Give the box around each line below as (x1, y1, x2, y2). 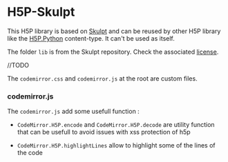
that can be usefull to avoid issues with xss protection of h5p (17, 128, 191, 136)
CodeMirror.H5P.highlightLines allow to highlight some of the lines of (17, 141, 216, 150)
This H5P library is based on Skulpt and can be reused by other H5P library (7, 27, 221, 35)
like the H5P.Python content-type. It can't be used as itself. (7, 34, 175, 42)
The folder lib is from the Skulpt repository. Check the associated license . (7, 48, 219, 56)
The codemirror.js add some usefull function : (7, 108, 140, 116)
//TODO (7, 61, 30, 69)
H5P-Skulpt (7, 4, 75, 20)
